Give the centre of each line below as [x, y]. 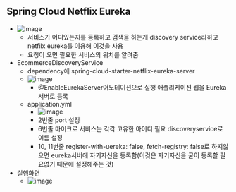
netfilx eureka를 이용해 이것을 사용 [75, 46]
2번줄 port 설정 [59, 120]
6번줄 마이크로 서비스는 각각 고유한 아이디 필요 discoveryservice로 [130, 128]
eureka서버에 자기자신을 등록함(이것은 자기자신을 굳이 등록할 [135, 155]
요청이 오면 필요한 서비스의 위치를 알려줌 [83, 54]
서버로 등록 [53, 96]
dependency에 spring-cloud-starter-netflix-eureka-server [111, 71]
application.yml [49, 104]
